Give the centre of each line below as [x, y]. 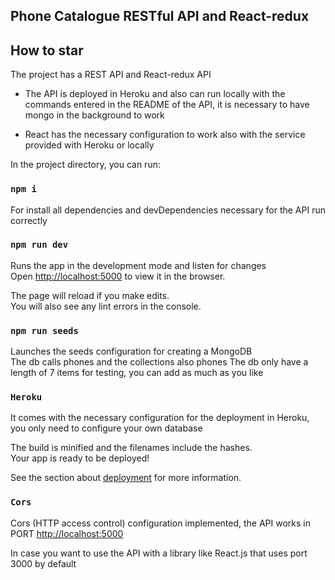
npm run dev [39, 245]
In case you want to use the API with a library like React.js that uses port [159, 553]
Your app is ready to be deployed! [80, 458]
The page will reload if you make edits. [90, 295]
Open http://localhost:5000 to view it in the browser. [118, 276]
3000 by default [43, 563]
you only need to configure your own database [106, 428]
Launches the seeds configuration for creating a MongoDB [131, 351]
